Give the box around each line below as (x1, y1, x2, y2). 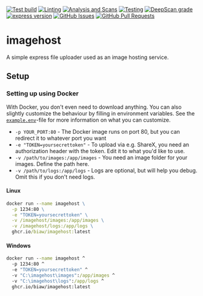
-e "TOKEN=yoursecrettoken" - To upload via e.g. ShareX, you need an (15, 140, 190, 148)
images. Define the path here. (15, 160, 90, 167)
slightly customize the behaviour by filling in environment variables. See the (6, 109, 195, 117)
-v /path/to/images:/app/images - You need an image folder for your (15, 154, 188, 161)
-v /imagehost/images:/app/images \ (12, 218, 104, 224)
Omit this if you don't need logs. (15, 173, 95, 181)
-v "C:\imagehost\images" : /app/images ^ (12, 272, 115, 278)
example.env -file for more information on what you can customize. (6, 116, 171, 123)
